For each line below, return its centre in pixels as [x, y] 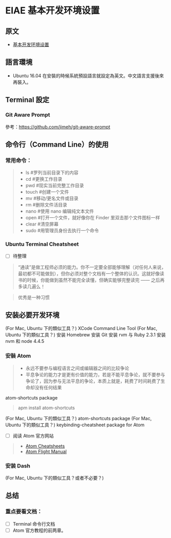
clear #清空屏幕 [42, 224]
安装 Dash [18, 465]
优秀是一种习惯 [34, 297]
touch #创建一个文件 [47, 192]
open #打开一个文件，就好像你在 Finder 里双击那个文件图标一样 [93, 218]
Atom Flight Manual [46, 452]
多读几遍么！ [31, 286]
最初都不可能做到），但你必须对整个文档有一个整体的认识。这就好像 [89, 273]
